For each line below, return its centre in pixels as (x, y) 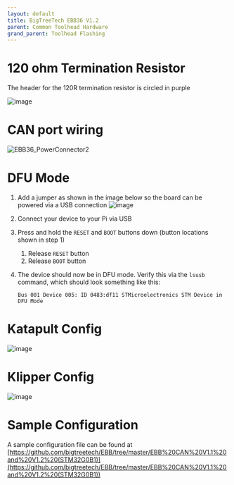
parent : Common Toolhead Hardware (58, 27)
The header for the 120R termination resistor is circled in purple (99, 88)
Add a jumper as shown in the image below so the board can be (110, 197)
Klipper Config (51, 377)
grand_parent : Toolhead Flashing (56, 33)
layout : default (31, 14)
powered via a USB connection (62, 205)
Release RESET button (58, 254)
